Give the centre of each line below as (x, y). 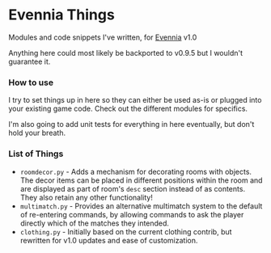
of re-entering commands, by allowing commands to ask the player (132, 214)
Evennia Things (61, 15)
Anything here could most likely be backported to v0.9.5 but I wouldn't (126, 53)
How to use (31, 82)
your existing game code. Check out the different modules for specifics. (128, 109)
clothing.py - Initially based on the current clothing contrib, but (126, 231)
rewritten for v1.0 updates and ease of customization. (109, 240)
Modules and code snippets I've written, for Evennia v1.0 (103, 37)
